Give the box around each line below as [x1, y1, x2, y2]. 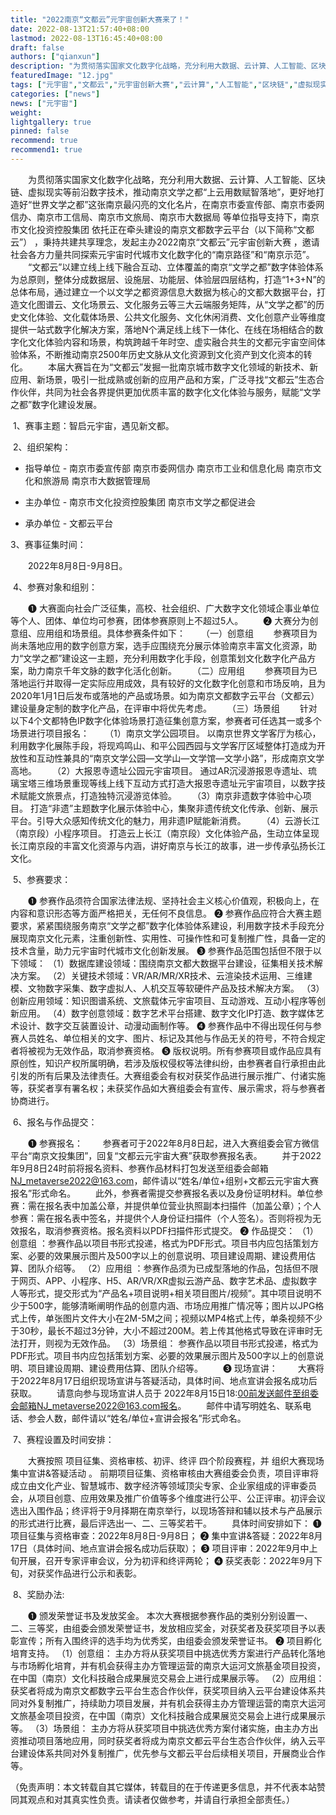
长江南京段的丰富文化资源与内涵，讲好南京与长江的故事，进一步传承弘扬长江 [10, 839, 326, 851]
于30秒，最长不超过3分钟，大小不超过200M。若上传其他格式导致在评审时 [10, 1324, 314, 1336]
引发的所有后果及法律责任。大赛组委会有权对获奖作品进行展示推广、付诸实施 [10, 1069, 326, 1081]
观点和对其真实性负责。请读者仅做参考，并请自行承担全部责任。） [27, 1793, 295, 1805]
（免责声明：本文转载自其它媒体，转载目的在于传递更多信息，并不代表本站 [10, 1781, 317, 1793]
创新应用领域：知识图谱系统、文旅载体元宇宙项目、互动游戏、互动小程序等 [10, 994, 317, 1006]
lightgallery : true [10, 117, 92, 127]
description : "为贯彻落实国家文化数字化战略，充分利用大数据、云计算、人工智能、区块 [10, 61, 327, 71]
